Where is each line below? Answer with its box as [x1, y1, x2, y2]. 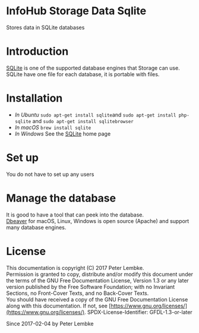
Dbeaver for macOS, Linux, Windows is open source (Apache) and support [6, 217, 189, 224]
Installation [6, 92, 63, 105]
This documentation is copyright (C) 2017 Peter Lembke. [6, 264, 144, 271]
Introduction [6, 45, 69, 58]
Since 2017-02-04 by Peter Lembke [6, 320, 94, 327]
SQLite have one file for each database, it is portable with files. [6, 70, 160, 78]
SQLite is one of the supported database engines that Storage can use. [6, 64, 180, 71]
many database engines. [6, 224, 67, 231]
